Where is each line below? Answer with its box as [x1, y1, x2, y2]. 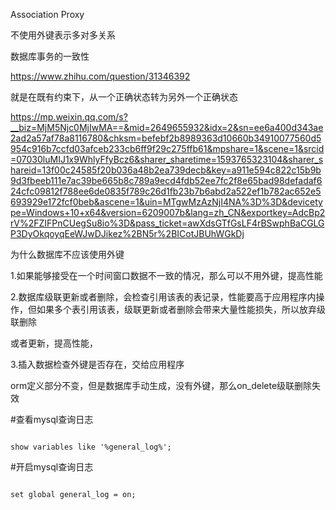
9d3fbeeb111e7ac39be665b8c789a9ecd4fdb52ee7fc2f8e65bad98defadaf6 [10, 175, 323, 186]
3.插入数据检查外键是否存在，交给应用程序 [10, 359, 185, 370]
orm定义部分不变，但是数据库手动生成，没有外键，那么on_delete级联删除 [10, 380, 313, 391]
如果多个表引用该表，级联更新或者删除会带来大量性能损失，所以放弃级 [36, 304, 326, 315]
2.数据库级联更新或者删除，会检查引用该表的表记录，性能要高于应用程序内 [10, 291, 317, 303]
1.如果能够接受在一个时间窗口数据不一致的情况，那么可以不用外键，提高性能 [10, 270, 323, 281]
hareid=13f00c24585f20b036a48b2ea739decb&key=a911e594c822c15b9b [10, 164, 322, 176]
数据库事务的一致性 [10, 50, 90, 62]
